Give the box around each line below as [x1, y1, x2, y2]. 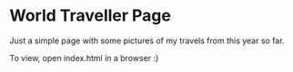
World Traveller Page [9, 5, 171, 26]
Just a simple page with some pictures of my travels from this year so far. [9, 35, 285, 46]
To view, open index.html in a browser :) [9, 52, 159, 63]
